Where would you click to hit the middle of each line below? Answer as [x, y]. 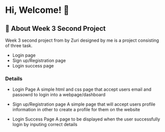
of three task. [19, 46]
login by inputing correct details [45, 125]
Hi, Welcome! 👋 [37, 10]
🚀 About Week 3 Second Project [55, 29]
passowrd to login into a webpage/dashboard [59, 95]
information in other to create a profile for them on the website [76, 110]
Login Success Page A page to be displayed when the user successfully [86, 119]
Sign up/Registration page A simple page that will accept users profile [84, 104]
